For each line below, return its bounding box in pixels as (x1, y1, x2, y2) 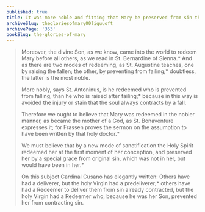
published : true (6, 9, 48, 15)
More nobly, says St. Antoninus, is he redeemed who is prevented (21, 86, 187, 93)
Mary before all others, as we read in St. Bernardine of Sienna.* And (21, 55, 192, 62)
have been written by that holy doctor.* (21, 130, 120, 138)
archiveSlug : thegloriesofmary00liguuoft (6, 20, 113, 26)
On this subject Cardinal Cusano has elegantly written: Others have (21, 173, 190, 180)
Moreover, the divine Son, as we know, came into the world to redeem (21, 48, 197, 55)
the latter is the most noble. (21, 74, 90, 82)
